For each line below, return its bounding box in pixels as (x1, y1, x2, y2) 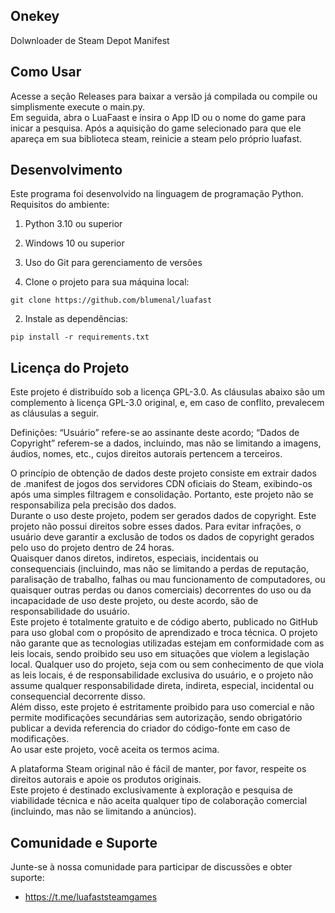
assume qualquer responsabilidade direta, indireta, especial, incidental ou (10, 680, 314, 692)
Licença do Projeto (10, 359, 130, 376)
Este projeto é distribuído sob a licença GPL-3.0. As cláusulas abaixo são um (10, 386, 326, 398)
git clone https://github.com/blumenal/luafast (10, 295, 213, 306)
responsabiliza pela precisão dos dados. (10, 499, 177, 511)
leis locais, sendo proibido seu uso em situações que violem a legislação (10, 648, 310, 660)
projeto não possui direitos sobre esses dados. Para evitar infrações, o (10, 520, 302, 533)
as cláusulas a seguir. (10, 407, 99, 419)
